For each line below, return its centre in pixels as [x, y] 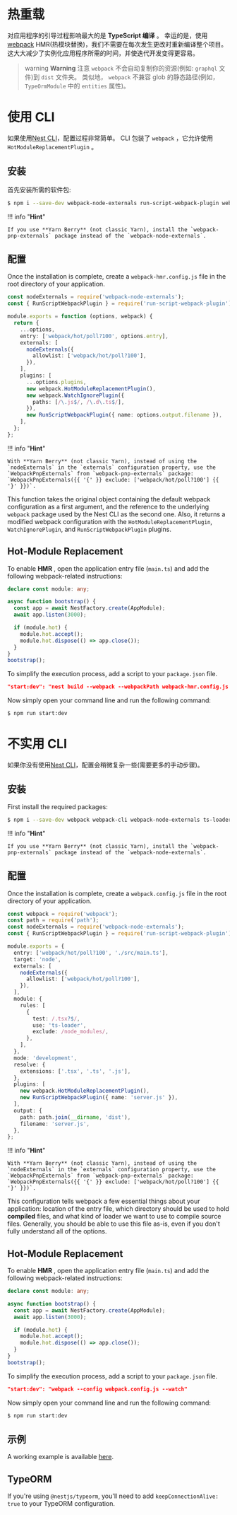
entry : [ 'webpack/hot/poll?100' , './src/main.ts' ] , [91, 953]
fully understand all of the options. [57, 1231]
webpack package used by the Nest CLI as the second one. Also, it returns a [116, 514]
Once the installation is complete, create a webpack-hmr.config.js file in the [117, 277]
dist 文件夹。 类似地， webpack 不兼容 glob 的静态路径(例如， [130, 77]
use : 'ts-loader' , [60, 1025]
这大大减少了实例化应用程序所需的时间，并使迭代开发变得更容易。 [103, 53]
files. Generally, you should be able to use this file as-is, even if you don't [114, 1224]
